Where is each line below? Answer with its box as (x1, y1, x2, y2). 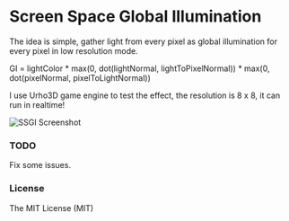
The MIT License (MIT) (9, 202, 94, 213)
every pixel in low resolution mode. (9, 45, 138, 56)
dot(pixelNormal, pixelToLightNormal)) (9, 72, 151, 83)
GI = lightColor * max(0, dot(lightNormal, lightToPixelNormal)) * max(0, (9, 63, 270, 74)
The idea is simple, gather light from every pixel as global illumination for (9, 36, 278, 47)
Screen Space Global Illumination (9, 6, 262, 27)
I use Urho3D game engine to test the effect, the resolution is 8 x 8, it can (9, 90, 281, 101)
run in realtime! (9, 99, 66, 110)
